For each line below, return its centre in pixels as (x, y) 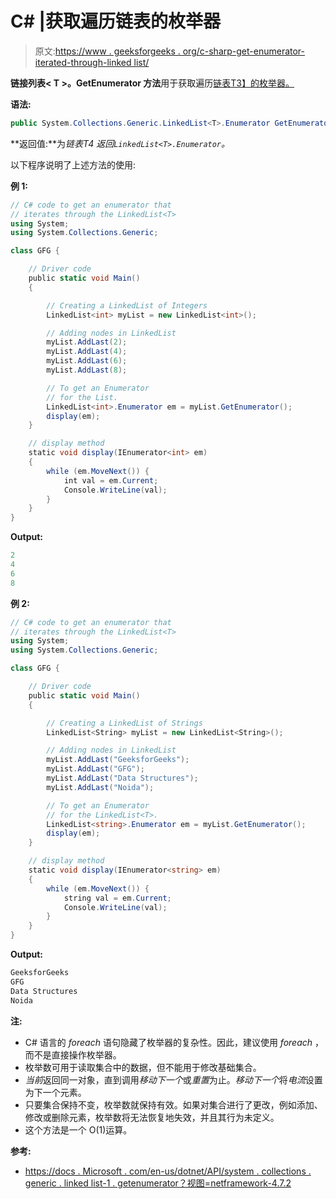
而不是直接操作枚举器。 (73, 1054)
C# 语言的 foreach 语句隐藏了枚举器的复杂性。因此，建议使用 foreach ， (174, 1042)
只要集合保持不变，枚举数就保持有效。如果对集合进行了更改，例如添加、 (173, 1104)
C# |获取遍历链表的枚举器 (115, 21)
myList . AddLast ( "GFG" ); (95, 769)
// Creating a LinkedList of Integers (127, 305)
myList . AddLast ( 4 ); (87, 352)
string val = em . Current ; (117, 898)
